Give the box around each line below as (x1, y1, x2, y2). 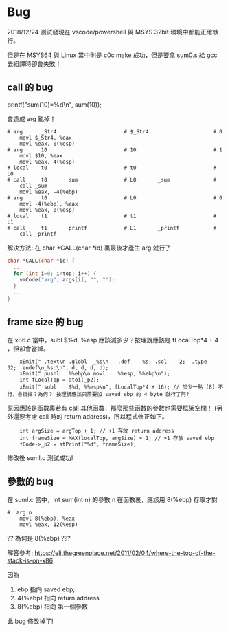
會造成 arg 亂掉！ (7, 114, 56, 122)
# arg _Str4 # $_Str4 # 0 (7, 128, 223, 135)
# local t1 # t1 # (7, 213, 216, 219)
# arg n (7, 509, 32, 516)
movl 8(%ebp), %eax (19, 515, 76, 522)
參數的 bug (7, 476, 54, 488)
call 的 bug (7, 82, 54, 94)
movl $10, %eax (19, 152, 63, 159)
